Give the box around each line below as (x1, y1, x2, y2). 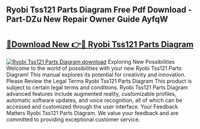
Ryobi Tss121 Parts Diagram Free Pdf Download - (6, 5, 192, 15)
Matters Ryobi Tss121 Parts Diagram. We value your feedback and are (6, 110, 179, 116)
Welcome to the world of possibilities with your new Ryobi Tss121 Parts (6, 64, 182, 72)
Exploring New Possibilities (107, 58, 175, 65)
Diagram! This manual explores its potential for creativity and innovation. (6, 71, 186, 78)
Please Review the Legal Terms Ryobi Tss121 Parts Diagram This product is (6, 78, 192, 84)
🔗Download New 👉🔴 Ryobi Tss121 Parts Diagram (6, 39, 194, 49)
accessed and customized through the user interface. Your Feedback (6, 103, 178, 110)
